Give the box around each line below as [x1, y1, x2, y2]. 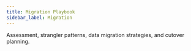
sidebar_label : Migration [6, 15, 72, 21]
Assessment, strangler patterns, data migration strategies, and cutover [6, 31, 185, 38]
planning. [6, 38, 30, 45]
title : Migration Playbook [6, 8, 75, 15]
